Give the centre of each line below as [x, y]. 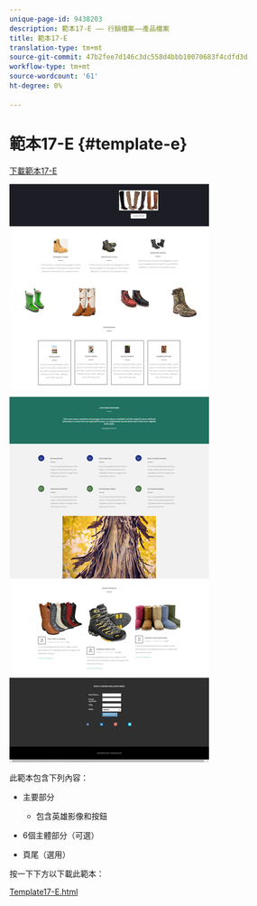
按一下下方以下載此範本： [57, 873]
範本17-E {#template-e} [98, 144]
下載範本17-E [33, 171]
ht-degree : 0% [36, 86]
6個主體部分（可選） [60, 835]
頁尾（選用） [46, 855]
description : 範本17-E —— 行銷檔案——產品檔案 [89, 28]
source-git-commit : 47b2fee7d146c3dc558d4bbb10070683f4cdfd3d [128, 57]
